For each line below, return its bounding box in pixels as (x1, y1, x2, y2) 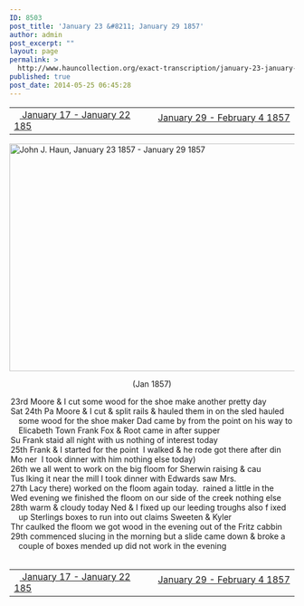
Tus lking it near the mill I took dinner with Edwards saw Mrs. (10, 473, 237, 484)
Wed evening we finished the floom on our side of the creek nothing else (10, 492, 282, 503)
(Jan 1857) (132, 378, 172, 390)
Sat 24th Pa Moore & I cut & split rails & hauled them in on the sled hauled (10, 405, 285, 417)
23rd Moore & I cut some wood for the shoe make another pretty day (10, 396, 267, 407)
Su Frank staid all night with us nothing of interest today (10, 434, 219, 445)
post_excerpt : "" (9, 38, 75, 48)
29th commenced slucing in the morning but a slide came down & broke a (10, 531, 286, 542)
